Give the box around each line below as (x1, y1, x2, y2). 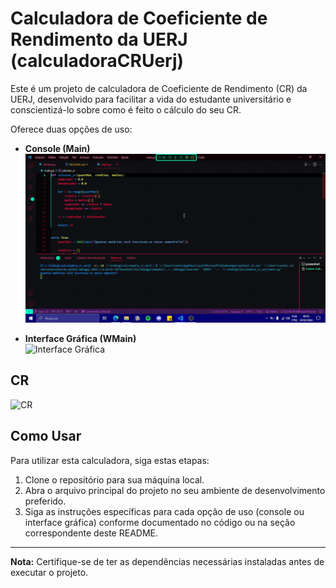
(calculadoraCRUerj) (10, 50, 185, 72)
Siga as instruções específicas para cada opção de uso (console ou (24, 505, 305, 517)
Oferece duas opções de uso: (10, 123, 133, 135)
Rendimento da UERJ (10, 28, 188, 51)
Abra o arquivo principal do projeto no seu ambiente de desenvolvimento (24, 484, 326, 496)
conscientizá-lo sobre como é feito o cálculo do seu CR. (10, 103, 242, 116)
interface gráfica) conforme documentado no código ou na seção (24, 516, 296, 528)
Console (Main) (24, 142, 91, 154)
